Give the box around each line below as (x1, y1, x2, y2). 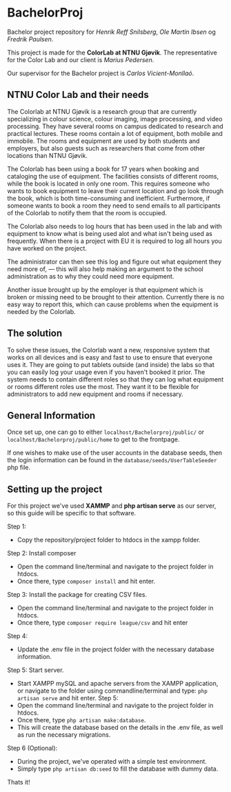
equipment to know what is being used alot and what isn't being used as (7, 229, 212, 237)
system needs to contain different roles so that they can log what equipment (7, 375, 224, 384)
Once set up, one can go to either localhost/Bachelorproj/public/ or (7, 428, 205, 436)
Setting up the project (7, 483, 103, 495)
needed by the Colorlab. (7, 307, 76, 315)
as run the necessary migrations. (17, 731, 111, 739)
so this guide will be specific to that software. (7, 509, 137, 517)
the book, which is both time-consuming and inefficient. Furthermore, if (7, 194, 210, 202)
